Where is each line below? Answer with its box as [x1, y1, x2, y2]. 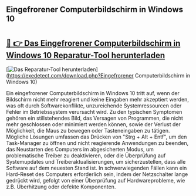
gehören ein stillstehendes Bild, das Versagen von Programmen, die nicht [6, 114, 184, 121]
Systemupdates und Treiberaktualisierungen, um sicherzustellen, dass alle [6, 158, 186, 165]
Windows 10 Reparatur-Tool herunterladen [6, 50, 165, 60]
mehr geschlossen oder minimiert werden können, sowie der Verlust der [6, 121, 181, 128]
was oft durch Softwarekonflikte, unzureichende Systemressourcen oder [6, 102, 182, 109]
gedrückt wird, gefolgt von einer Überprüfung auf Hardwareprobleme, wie [6, 177, 185, 184]
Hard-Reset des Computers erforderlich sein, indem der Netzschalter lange [6, 171, 188, 178]
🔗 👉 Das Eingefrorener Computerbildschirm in [6, 38, 181, 48]
